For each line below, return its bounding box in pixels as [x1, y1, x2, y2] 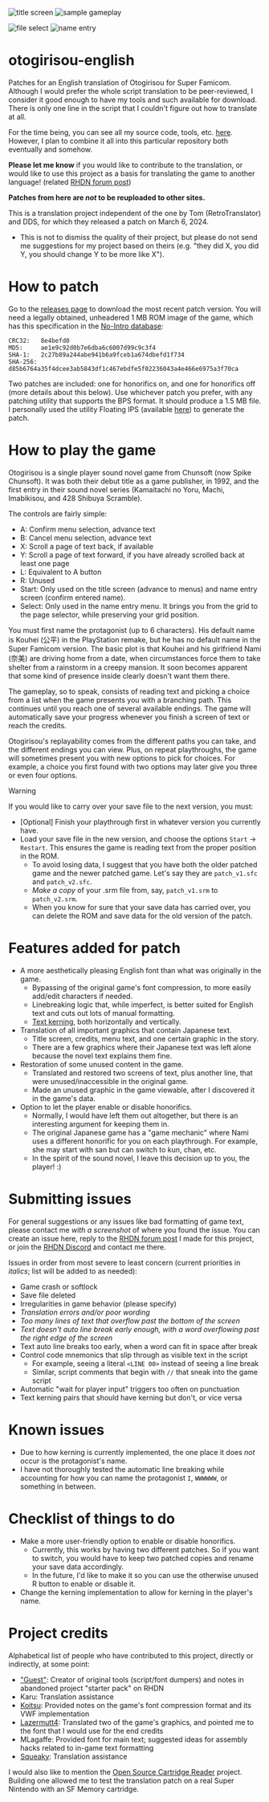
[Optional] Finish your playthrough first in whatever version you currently [19, 817, 261, 826]
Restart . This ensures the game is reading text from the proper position [19, 842, 257, 852]
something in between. [19, 1482, 96, 1491]
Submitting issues [8, 1189, 132, 1208]
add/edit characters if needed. [31, 991, 133, 1001]
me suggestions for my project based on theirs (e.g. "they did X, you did [19, 241, 259, 251]
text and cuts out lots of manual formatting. [31, 1008, 175, 1017]
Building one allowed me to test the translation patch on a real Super [8, 1775, 234, 1785]
